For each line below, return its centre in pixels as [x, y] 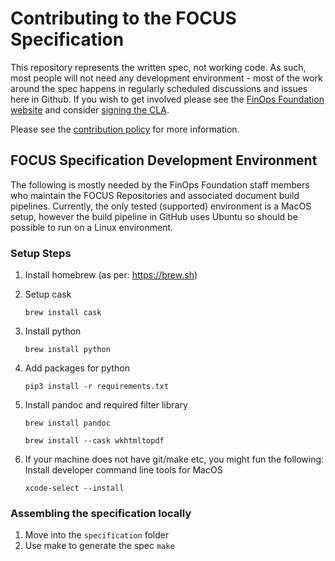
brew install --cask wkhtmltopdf [94, 441]
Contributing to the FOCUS [123, 18]
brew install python [67, 350]
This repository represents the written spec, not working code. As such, [158, 67]
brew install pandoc [67, 423]
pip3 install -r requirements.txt [96, 387]
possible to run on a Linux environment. [92, 227]
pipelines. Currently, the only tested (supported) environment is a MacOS [161, 206]
